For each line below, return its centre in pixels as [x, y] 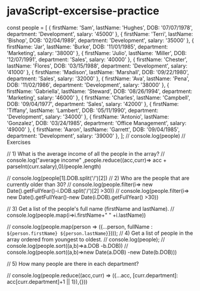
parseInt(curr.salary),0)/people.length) [54, 166]
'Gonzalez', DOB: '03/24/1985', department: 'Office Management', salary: [97, 123]
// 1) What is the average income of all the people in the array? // [86, 153]
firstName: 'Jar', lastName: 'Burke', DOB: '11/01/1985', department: [87, 47]
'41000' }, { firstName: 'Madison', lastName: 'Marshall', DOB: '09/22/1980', [98, 72]
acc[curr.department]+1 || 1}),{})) [47, 281]
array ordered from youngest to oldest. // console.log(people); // [86, 239]
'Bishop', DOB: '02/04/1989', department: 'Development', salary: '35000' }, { [101, 40]
